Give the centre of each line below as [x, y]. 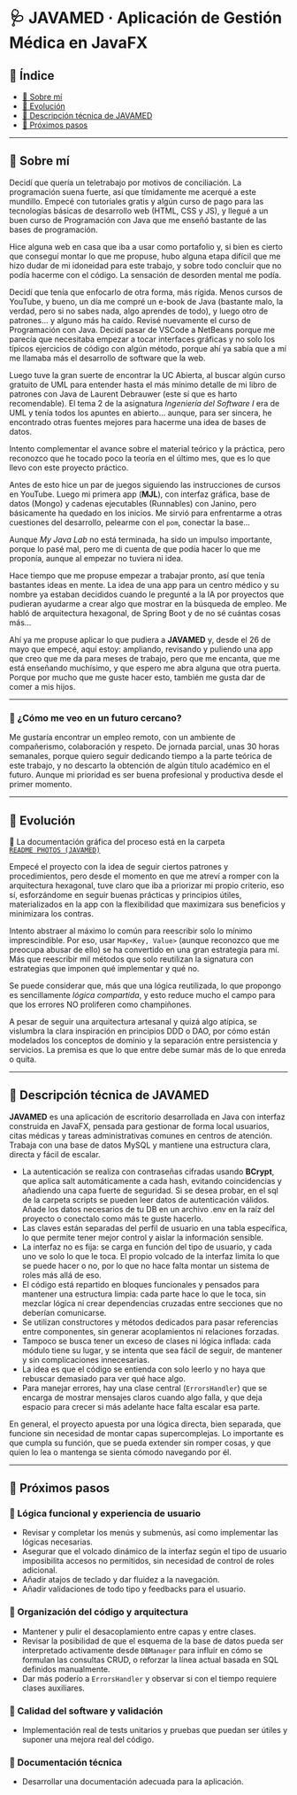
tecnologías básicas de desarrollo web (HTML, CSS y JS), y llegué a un [139, 211]
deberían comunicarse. [64, 1312]
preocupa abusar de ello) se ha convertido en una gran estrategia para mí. [145, 949]
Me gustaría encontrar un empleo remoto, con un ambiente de [122, 738]
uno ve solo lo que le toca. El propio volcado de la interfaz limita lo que [151, 1256]
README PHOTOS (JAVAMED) [55, 850]
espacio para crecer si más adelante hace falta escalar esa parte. [141, 1406]
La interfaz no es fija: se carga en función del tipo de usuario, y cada [147, 1247]
